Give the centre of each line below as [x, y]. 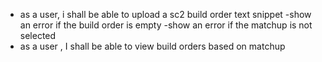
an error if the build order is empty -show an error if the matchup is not [166, 25]
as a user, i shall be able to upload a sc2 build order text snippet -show [165, 14]
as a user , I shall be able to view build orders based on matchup [152, 46]
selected [38, 35]
